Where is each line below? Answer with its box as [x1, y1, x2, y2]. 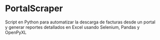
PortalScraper [5, 3, 63, 14]
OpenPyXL [5, 29, 27, 35]
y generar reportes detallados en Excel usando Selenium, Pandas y [5, 24, 140, 30]
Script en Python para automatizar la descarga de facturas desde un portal [5, 19, 156, 25]
